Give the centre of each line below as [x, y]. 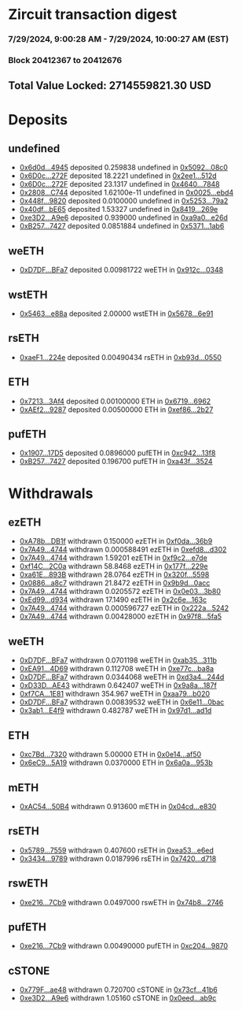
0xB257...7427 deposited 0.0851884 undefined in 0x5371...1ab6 [122, 226]
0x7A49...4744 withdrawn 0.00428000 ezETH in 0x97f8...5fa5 [121, 617]
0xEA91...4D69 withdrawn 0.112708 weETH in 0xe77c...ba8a [117, 669]
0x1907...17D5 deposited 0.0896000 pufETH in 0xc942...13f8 [117, 453]
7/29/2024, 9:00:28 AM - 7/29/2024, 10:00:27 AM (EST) [119, 39]
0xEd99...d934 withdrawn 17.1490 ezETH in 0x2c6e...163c [113, 600]
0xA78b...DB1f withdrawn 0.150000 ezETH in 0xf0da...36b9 [116, 541]
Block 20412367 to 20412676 [65, 61]
